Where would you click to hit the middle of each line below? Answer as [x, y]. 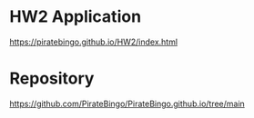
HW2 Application [76, 17]
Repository [52, 79]
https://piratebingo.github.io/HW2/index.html [94, 42]
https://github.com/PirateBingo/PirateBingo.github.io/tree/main [127, 103]
